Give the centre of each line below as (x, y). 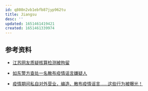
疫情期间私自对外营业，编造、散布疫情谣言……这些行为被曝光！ (77, 84)
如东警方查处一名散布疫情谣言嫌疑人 (50, 73)
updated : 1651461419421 (30, 24)
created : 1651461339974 (30, 28)
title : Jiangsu (21, 14)
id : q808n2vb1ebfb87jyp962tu (35, 10)
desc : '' (14, 19)
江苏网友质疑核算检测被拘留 (41, 62)
